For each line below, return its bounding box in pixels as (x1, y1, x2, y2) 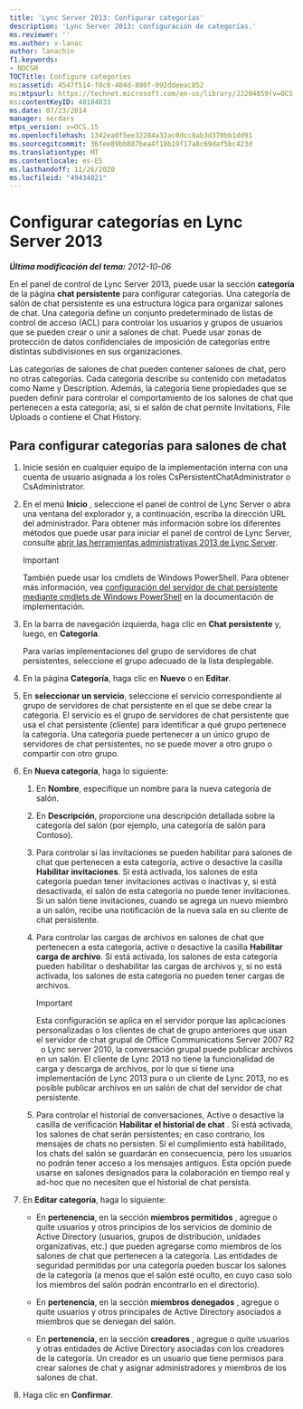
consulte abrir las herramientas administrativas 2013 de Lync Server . (22, 538, 279, 547)
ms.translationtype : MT (9, 148, 99, 157)
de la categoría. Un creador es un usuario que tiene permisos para (35, 1353, 284, 1363)
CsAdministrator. (22, 481, 86, 491)
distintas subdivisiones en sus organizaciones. (9, 346, 183, 357)
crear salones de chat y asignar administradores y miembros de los (35, 1363, 287, 1373)
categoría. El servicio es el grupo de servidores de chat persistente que (22, 709, 289, 720)
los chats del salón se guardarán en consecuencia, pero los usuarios (35, 1148, 292, 1158)
